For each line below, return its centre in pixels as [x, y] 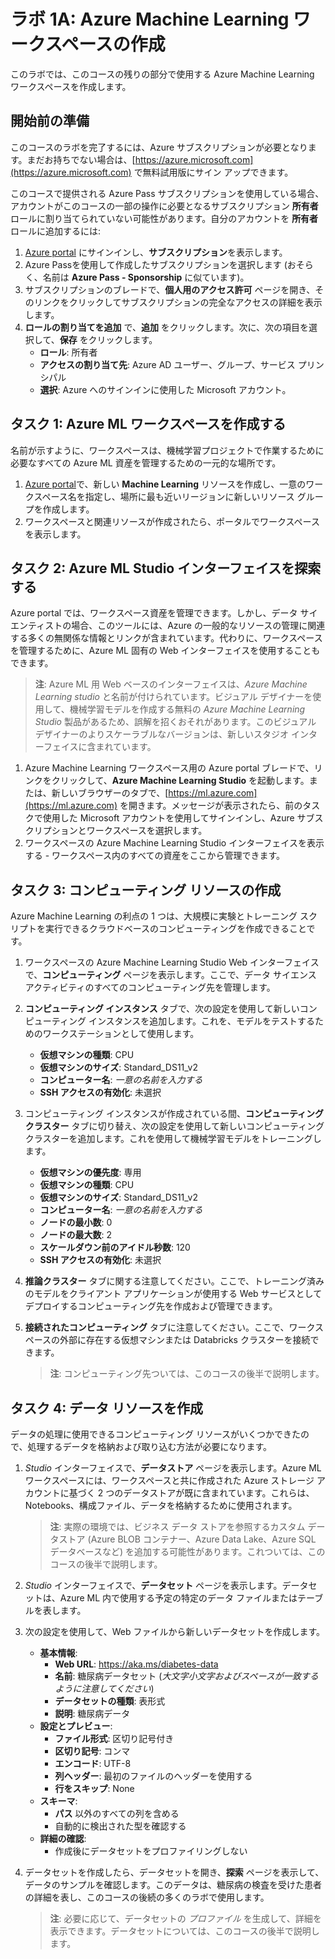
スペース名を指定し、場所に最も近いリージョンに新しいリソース [164, 496]
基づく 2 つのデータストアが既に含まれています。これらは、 [191, 1493]
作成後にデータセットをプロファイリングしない [151, 1851]
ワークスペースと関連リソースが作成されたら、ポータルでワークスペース [172, 521]
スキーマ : [58, 1801]
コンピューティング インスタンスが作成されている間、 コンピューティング [174, 1114]
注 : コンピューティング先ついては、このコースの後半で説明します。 [187, 1374]
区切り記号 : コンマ [92, 1751]
